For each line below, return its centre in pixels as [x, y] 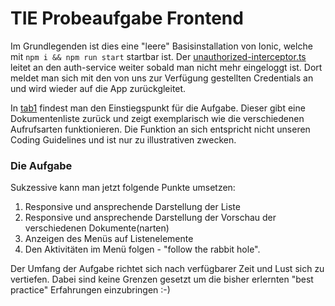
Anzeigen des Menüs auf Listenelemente [109, 239]
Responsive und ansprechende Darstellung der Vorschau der [150, 218]
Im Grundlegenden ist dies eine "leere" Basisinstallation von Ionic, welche [161, 46]
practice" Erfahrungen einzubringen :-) [90, 290]
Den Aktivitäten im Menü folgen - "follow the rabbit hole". [142, 249]
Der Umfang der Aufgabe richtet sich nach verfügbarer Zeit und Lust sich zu [167, 269]
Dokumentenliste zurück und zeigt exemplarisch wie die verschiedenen [157, 118]
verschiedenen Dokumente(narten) [97, 228]
